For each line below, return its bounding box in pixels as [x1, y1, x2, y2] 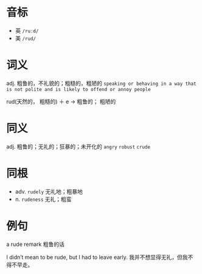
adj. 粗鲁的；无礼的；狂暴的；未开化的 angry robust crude [6, 143, 151, 150]
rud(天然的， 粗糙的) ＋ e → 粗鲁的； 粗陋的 [6, 98, 116, 105]
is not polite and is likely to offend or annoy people [6, 86, 151, 92]
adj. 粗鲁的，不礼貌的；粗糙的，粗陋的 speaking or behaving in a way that [6, 79, 197, 87]
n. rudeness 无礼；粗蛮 [15, 195, 72, 203]
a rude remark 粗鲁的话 [6, 240, 65, 248]
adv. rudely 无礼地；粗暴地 [15, 187, 83, 195]
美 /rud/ [15, 34, 37, 41]
